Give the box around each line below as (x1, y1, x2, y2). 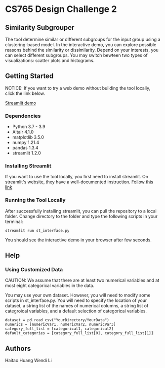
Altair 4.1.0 (12, 129, 34, 135)
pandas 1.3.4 (12, 145, 39, 151)
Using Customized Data (5, 266, 63, 273)
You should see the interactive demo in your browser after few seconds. (5, 237, 152, 243)
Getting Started (5, 72, 54, 80)
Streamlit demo (5, 100, 36, 106)
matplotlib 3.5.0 (12, 134, 44, 140)
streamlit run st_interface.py (5, 228, 70, 233)
